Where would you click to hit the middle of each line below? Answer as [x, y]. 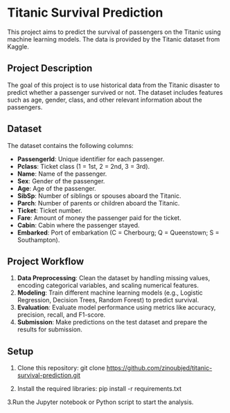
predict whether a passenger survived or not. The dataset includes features [115, 92]
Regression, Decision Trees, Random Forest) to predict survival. [108, 300]
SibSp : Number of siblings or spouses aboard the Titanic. [99, 196]
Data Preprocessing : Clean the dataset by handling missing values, [113, 278]
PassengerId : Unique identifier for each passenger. [91, 159]
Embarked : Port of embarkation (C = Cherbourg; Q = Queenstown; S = [118, 232]
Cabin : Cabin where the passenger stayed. [78, 225]
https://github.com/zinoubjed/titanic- [159, 368]
